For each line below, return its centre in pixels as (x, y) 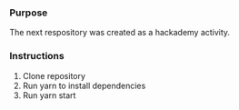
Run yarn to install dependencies (84, 85)
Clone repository (54, 75)
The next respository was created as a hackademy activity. (119, 33)
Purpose (29, 13)
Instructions (37, 56)
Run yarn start (49, 95)
